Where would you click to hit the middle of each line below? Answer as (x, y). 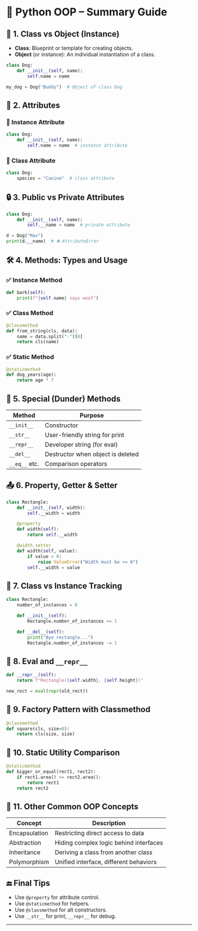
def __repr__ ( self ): (32, 675)
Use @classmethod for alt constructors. (61, 910)
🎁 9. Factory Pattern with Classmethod (78, 709)
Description (109, 823)
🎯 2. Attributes (33, 105)
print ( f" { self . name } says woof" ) (58, 298)
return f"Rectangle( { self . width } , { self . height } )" (80, 681)
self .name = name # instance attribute (77, 145)
